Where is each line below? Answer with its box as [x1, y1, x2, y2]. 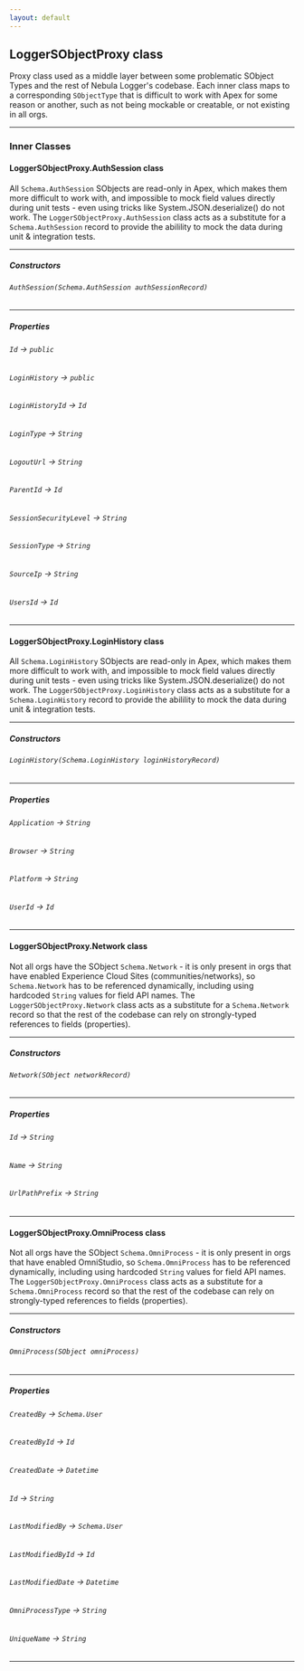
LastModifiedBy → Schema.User [9, 1521, 124, 1532]
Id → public [9, 344, 54, 355]
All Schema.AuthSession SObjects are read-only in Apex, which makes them [9, 183, 288, 194]
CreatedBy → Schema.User [9, 1408, 103, 1419]
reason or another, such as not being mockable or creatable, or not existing [9, 100, 290, 110]
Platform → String [9, 873, 79, 884]
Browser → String [9, 845, 75, 856]
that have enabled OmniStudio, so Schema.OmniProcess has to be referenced [9, 1257, 291, 1267]
